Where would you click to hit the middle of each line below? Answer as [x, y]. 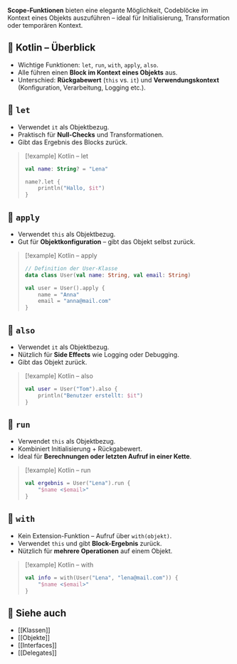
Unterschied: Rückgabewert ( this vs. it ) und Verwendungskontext [118, 80]
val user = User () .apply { [65, 288]
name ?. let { [42, 182]
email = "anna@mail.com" [75, 301]
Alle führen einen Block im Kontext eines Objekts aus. [98, 72]
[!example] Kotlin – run [58, 470]
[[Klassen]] [34, 630]
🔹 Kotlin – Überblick [52, 48]
